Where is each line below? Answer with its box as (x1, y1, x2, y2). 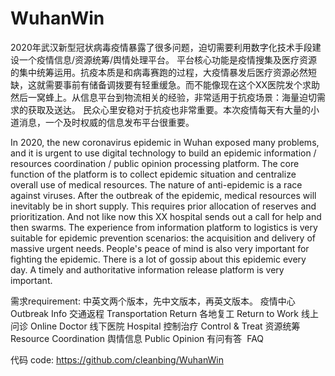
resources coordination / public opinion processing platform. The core (10, 157, 300, 169)
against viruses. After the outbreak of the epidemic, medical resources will (10, 189, 317, 201)
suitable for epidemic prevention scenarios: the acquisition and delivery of (10, 232, 316, 244)
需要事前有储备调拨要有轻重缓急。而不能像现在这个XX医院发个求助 (44, 78, 321, 91)
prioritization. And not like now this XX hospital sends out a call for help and (10, 210, 322, 222)
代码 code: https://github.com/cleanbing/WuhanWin (10, 353, 224, 366)
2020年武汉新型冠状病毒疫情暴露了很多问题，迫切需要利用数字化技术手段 (10, 41, 313, 53)
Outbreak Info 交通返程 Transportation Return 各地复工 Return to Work (10, 307, 300, 319)
